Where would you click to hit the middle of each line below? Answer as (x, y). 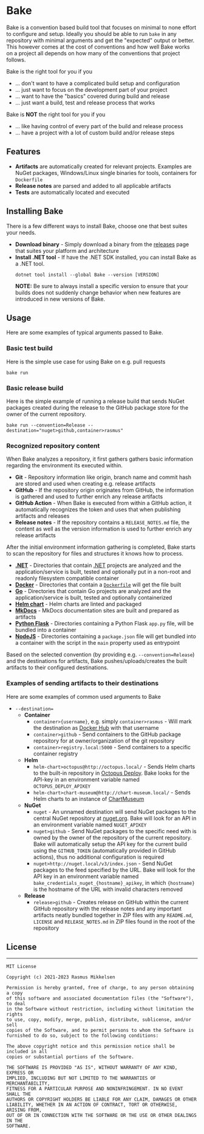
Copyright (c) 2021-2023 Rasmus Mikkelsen (61, 977)
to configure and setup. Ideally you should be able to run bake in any (92, 33)
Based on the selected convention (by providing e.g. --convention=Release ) (100, 655)
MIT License (21, 967)
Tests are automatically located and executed (72, 192)
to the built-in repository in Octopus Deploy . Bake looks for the (111, 773)
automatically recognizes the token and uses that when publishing (98, 510)
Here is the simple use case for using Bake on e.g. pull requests (86, 362)
